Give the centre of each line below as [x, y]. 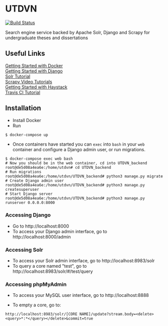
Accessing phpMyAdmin [36, 284]
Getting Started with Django [34, 71]
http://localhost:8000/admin [42, 237]
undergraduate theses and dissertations [47, 38]
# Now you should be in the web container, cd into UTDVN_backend [76, 163]
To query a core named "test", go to [50, 266]
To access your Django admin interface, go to [60, 231]
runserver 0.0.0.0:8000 [30, 202]
